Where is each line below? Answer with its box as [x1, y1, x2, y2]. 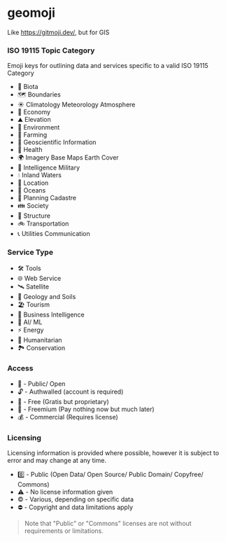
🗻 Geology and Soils [17, 292, 76, 300]
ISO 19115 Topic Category [7, 46, 95, 55]
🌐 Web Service [17, 274, 62, 282]
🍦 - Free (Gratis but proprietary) [17, 397, 110, 405]
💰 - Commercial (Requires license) [17, 412, 118, 421]
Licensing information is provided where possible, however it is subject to [7, 449, 219, 457]
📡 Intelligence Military [17, 163, 80, 172]
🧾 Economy [17, 108, 51, 116]
